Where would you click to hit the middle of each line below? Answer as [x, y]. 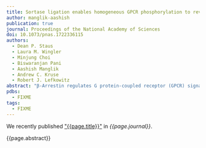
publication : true [30, 23]
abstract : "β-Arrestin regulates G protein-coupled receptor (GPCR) [96, 86]
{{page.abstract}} [29, 138]
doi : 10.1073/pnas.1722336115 [45, 35]
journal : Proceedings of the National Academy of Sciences [83, 29]
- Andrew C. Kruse [36, 75]
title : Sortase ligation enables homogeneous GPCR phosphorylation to [98, 12]
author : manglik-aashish [38, 18]
